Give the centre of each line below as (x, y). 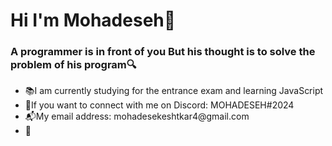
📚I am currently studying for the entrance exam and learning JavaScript (174, 91)
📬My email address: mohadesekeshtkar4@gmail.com (137, 116)
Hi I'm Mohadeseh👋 (93, 20)
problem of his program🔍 (73, 65)
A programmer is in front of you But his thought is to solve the (163, 52)
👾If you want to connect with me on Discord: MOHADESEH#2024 (159, 105)
